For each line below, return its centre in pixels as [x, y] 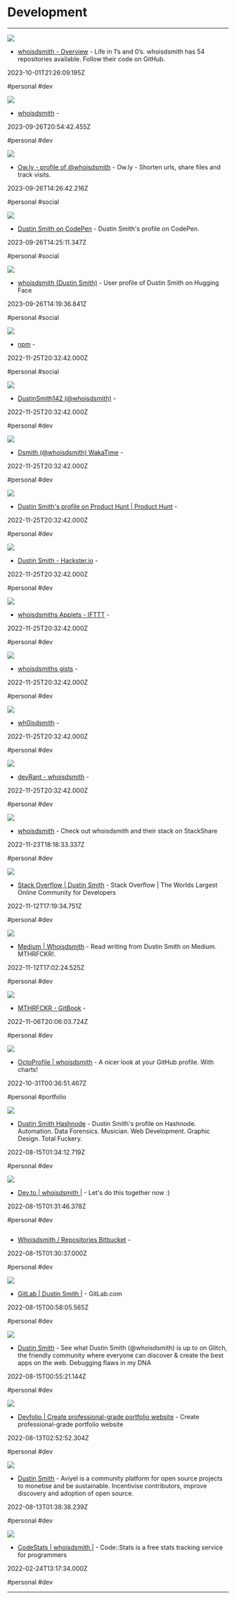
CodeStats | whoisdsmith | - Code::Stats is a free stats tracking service [120, 1547]
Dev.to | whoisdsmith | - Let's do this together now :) [94, 1192]
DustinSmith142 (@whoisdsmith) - [67, 398]
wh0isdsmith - [38, 722]
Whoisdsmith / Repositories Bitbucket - [74, 1239]
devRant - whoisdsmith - [53, 776]
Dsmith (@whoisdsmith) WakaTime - [70, 452]
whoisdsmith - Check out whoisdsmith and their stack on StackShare [117, 831]
